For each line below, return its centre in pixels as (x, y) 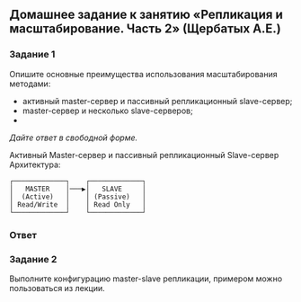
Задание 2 (33, 259)
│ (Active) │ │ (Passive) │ (78, 197)
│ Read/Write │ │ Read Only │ (78, 204)
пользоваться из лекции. (57, 288)
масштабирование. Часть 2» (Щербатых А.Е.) (145, 29)
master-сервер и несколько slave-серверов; (107, 111)
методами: (30, 84)
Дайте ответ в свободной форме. (74, 138)
